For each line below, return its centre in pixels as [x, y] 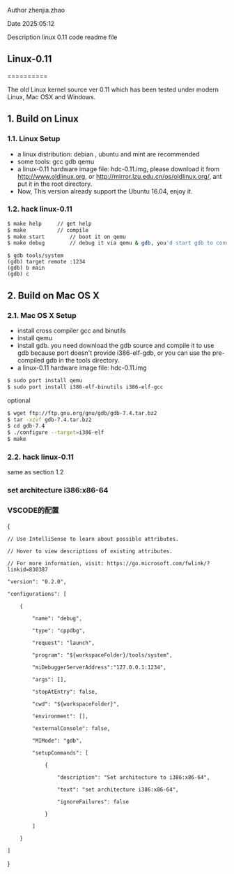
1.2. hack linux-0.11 [40, 209]
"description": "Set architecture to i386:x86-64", [133, 777]
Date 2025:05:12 [31, 23]
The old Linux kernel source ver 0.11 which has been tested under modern [113, 89]
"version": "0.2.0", [37, 582]
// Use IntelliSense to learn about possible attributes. [93, 539]
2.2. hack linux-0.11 [41, 457]
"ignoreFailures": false [93, 802]
